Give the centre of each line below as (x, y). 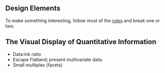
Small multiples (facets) (38, 65)
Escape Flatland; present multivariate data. (58, 59)
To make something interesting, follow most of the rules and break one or (83, 20)
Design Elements (33, 8)
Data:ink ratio (27, 54)
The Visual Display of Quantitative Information (81, 42)
